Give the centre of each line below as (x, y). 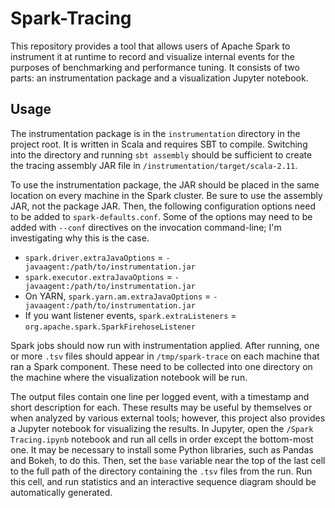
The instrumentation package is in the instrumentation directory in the (155, 133)
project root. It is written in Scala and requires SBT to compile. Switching (159, 144)
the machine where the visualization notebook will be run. (129, 377)
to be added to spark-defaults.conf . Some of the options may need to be (161, 216)
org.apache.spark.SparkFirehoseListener (110, 327)
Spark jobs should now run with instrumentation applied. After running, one (165, 345)
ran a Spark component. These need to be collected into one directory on (161, 366)
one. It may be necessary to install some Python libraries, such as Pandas (162, 449)
